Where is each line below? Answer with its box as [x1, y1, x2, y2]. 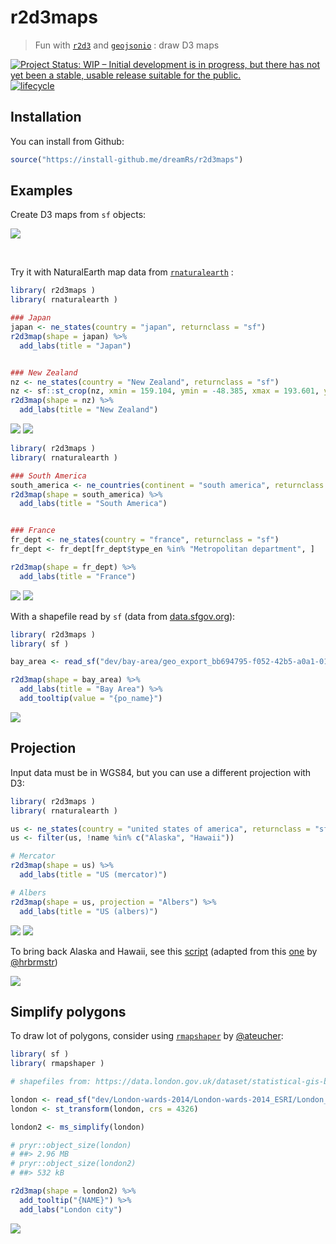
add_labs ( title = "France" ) [19, 571, 137, 581]
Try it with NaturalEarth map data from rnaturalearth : [10, 266, 234, 278]
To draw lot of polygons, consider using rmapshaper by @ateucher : [10, 1030, 284, 1042]
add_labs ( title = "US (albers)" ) [19, 906, 159, 916]
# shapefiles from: [10, 1077, 92, 1087]
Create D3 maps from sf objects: [10, 209, 147, 221]
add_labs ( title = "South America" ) [19, 499, 168, 509]
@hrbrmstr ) [10, 956, 58, 968]
